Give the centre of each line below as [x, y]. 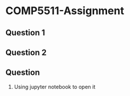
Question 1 [25, 33]
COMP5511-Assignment [65, 11]
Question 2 [26, 52]
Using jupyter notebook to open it [54, 87]
